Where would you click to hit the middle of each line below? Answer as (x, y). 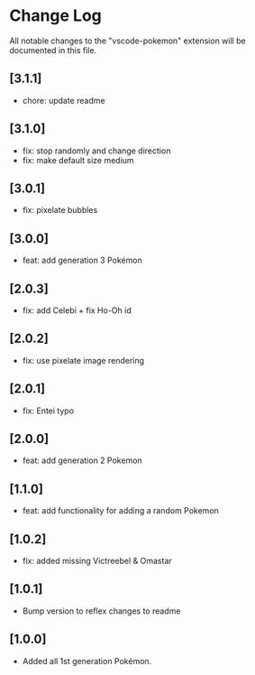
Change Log (55, 16)
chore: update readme (64, 100)
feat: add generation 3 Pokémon (82, 260)
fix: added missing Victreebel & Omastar (97, 561)
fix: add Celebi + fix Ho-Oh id (77, 310)
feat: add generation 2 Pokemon (82, 460)
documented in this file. (53, 50)
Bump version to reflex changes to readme (101, 611)
